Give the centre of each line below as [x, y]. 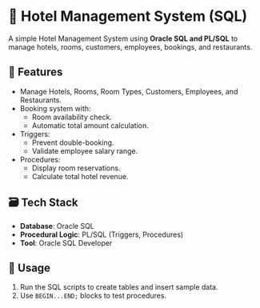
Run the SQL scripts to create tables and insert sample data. [119, 287]
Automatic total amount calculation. [90, 125]
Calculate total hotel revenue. [80, 176]
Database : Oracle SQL [57, 226]
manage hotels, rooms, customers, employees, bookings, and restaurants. [130, 46]
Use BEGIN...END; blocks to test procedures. [93, 296]
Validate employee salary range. [85, 150]
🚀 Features [36, 72]
